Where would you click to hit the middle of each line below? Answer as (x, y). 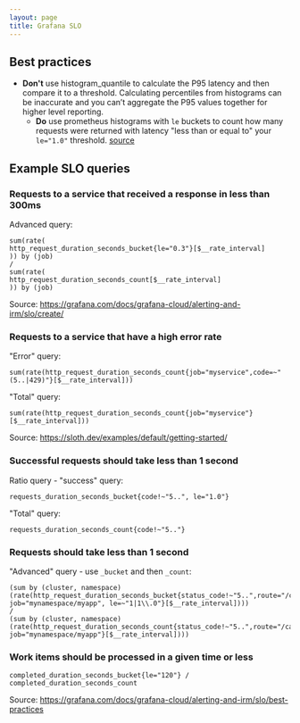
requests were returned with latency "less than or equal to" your (154, 131)
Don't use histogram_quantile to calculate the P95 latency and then (146, 83)
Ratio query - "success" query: (66, 480)
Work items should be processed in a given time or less (131, 657)
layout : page (33, 17)
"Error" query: (35, 356)
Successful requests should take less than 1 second (124, 461)
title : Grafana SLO (46, 26)
